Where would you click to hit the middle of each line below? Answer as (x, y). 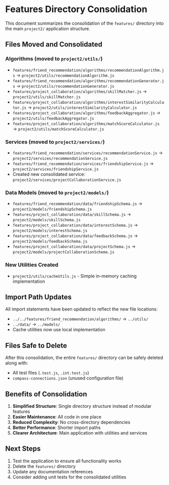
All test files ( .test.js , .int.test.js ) (51, 373)
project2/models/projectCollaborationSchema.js (63, 252)
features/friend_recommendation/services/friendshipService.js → (83, 163)
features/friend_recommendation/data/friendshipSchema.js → (77, 204)
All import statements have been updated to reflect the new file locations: (81, 309)
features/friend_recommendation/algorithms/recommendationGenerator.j (88, 81)
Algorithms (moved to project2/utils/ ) (54, 59)
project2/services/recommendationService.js (60, 158)
